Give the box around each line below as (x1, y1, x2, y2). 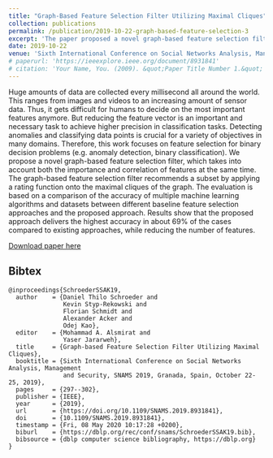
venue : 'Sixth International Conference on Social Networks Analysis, (8, 50, 253, 58)
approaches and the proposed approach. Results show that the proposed (8, 208, 254, 218)
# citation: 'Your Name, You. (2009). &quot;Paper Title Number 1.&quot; (8, 65, 264, 73)
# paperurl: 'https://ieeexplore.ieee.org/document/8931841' (8, 58, 220, 66)
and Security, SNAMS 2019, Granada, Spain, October (63, 371, 242, 379)
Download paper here (8, 240, 81, 250)
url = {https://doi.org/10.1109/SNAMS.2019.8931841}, (15, 407, 223, 415)
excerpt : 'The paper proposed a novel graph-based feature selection (8, 34, 249, 43)
